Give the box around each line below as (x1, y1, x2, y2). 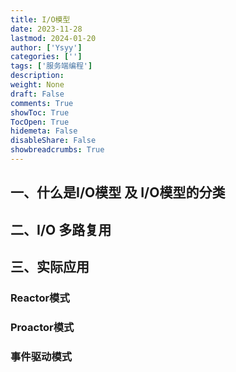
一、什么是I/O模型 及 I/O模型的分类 (10, 184, 226, 201)
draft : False (10, 89, 65, 99)
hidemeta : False (10, 126, 78, 136)
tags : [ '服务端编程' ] (10, 61, 93, 71)
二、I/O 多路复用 (10, 221, 112, 238)
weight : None (10, 80, 65, 90)
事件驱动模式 (10, 349, 73, 363)
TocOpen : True (10, 117, 70, 127)
